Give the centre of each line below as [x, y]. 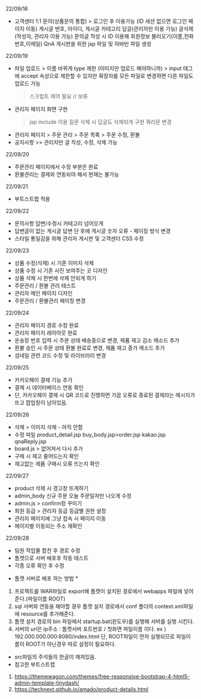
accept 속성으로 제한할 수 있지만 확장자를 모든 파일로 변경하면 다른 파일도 [107, 76]
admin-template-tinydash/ [47, 683]
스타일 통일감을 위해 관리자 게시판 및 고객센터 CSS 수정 [79, 238]
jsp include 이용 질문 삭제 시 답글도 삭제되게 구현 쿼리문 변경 [100, 122]
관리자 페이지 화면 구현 [41, 109]
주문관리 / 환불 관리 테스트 [45, 286]
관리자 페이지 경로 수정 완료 [47, 325]
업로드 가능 [27, 83]
